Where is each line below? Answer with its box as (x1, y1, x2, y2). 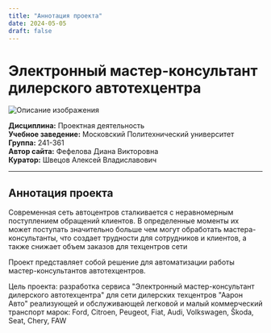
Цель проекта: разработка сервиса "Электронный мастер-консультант (8, 281, 256, 291)
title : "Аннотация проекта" (8, 11, 103, 20)
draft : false (8, 27, 52, 35)
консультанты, (8, 233, 59, 243)
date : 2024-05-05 (8, 19, 67, 27)
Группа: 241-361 (8, 138, 65, 148)
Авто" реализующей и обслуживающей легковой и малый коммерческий (8, 299, 263, 309)
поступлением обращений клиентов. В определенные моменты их (8, 216, 240, 226)
